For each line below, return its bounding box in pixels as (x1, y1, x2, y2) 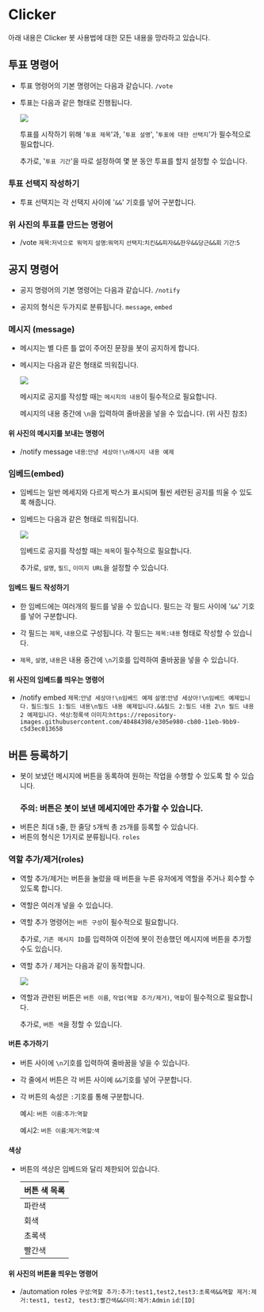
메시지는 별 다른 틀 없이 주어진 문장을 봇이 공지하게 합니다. (19, 343, 200, 353)
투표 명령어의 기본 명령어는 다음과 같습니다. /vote (19, 81, 173, 90)
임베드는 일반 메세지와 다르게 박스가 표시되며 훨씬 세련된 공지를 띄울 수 (19, 487, 238, 497)
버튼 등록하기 (8, 748, 69, 762)
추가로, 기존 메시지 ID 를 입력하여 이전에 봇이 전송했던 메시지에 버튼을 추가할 (19, 934, 252, 943)
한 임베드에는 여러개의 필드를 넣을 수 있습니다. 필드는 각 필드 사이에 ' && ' (19, 601, 240, 612)
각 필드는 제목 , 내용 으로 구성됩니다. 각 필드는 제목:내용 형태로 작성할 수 (19, 628, 231, 638)
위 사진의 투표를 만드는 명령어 (8, 219, 113, 230)
